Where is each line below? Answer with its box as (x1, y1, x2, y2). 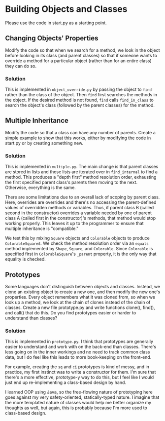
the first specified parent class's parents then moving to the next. (5, 179, 138, 186)
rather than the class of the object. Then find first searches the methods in (5, 92, 158, 98)
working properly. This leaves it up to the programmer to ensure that (5, 221, 144, 227)
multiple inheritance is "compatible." (5, 226, 79, 231)
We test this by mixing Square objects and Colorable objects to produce (5, 235, 150, 241)
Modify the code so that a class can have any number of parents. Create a (5, 129, 156, 135)
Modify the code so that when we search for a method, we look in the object (5, 47, 160, 53)
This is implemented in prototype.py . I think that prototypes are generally (5, 339, 154, 344)
